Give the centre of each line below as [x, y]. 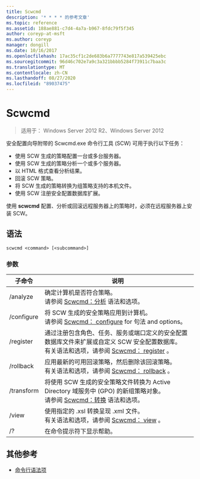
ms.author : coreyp [29, 39]
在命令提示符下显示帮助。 [80, 431]
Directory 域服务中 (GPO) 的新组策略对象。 [104, 391]
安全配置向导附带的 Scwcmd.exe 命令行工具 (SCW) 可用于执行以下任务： [96, 143]
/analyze [21, 297]
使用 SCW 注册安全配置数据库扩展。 [59, 193]
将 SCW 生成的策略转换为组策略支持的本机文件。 [75, 186]
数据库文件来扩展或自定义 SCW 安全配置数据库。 [113, 342]
